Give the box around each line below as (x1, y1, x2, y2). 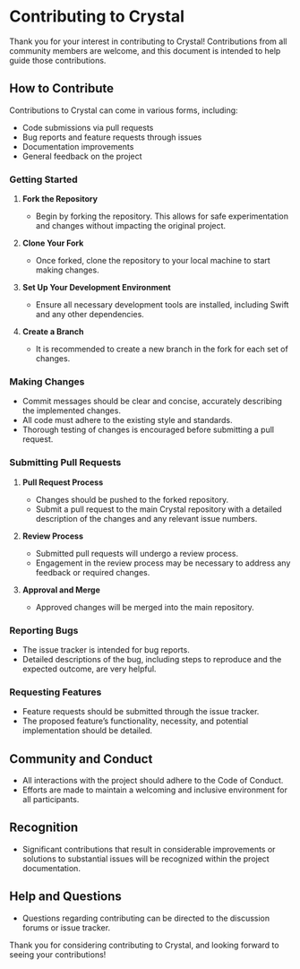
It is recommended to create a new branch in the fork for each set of (35, 343, 288, 355)
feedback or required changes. (35, 567, 150, 577)
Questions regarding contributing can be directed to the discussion (21, 913, 270, 923)
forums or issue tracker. (21, 921, 110, 933)
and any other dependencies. (35, 309, 145, 320)
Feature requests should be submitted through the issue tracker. (21, 706, 260, 717)
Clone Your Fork (21, 238, 84, 248)
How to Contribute (9, 81, 115, 96)
